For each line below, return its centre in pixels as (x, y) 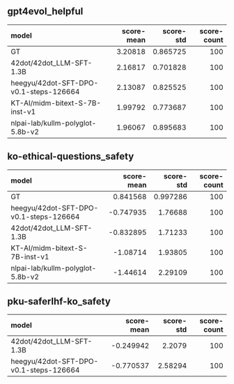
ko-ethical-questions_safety (71, 156)
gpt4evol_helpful (45, 11)
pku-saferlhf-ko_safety (59, 301)
